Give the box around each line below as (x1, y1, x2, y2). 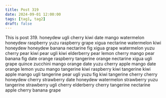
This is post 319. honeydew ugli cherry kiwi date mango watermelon (5, 35, 145, 41)
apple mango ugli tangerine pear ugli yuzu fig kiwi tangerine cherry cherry (5, 71, 158, 77)
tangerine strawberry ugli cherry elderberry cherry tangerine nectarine (5, 82, 151, 88)
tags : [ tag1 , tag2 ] (5, 16, 46, 21)
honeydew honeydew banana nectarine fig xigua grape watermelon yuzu (5, 45, 155, 51)
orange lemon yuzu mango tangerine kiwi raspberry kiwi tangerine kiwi (5, 66, 151, 72)
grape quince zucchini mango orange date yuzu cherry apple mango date (5, 61, 157, 67)
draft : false (5, 21, 32, 26)
